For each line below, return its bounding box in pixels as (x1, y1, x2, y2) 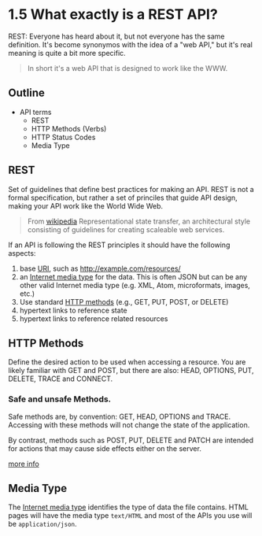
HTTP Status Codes (31, 132, 96, 142)
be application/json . (8, 519, 77, 529)
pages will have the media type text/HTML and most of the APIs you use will (8, 511, 253, 520)
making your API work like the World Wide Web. (8, 201, 164, 210)
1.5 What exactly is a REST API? (8, 6, 218, 24)
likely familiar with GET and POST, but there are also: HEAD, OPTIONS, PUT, (8, 366, 254, 375)
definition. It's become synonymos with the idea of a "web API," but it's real (8, 39, 253, 49)
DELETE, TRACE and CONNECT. (8, 374, 113, 383)
